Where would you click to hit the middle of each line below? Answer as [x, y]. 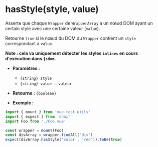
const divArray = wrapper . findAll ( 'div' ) [49, 135]
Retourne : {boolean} [34, 93]
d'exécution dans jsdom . [31, 58]
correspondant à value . [29, 43]
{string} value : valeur [46, 84]
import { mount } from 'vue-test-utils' [48, 112]
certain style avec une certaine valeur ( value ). [53, 28]
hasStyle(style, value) [52, 9]
